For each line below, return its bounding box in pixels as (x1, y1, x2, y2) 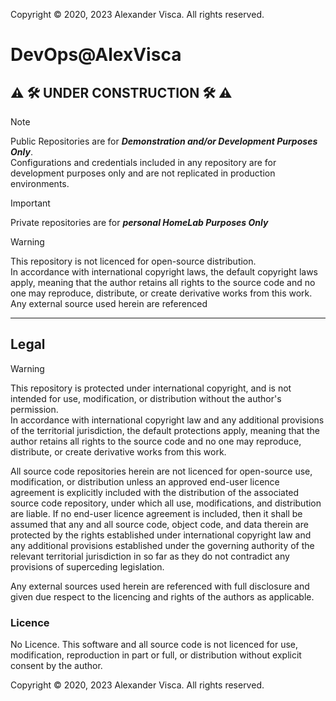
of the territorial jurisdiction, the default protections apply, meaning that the (10, 424, 320, 436)
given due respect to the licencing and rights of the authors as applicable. (10, 590, 315, 603)
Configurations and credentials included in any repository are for (10, 157, 277, 168)
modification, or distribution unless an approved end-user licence (10, 475, 280, 488)
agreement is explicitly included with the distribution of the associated (10, 486, 300, 498)
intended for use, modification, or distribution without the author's (10, 392, 282, 404)
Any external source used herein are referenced (10, 298, 208, 309)
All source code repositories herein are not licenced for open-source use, (10, 465, 313, 477)
